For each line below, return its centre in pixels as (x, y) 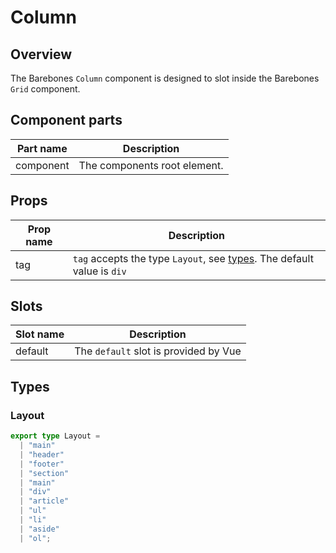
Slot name (40, 334)
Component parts (66, 120)
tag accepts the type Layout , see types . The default (193, 258)
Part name (42, 148)
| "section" (44, 473)
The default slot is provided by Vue (158, 351)
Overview (41, 54)
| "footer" (42, 464)
